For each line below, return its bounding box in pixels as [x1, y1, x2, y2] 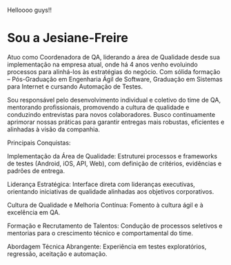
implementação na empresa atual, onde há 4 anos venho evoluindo [7, 60, 198, 68]
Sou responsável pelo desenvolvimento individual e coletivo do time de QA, [7, 95, 221, 104]
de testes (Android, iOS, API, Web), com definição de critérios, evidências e [7, 159, 222, 167]
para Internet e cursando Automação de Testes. [7, 82, 143, 91]
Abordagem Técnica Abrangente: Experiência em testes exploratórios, [7, 242, 207, 250]
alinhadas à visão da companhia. [7, 125, 100, 134]
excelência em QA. [7, 208, 61, 217]
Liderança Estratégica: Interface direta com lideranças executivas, [7, 180, 195, 188]
